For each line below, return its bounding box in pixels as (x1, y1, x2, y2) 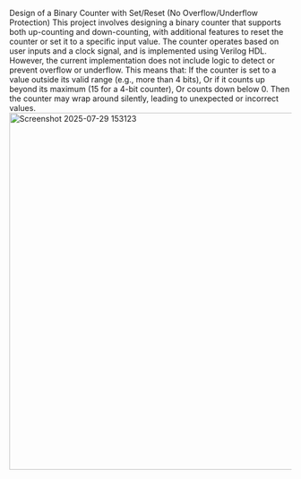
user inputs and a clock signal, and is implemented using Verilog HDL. (9, 46, 267, 56)
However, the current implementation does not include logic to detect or (9, 56, 275, 65)
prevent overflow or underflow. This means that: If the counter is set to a (9, 64, 277, 75)
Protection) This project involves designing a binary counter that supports (9, 17, 282, 28)
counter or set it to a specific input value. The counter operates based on (9, 36, 279, 47)
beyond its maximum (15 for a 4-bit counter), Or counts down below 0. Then (9, 84, 290, 94)
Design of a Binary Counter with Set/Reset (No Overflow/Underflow (9, 8, 258, 18)
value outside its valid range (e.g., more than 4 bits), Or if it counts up (9, 74, 266, 84)
